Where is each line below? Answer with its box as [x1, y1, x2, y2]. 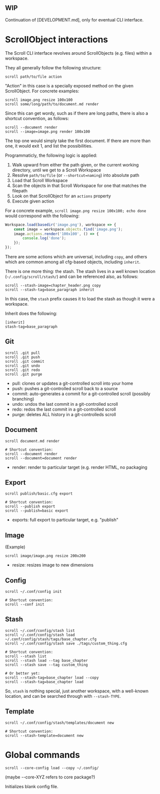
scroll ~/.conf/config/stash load [5, 632, 75, 637]
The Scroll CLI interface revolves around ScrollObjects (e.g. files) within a [5, 50, 152, 56]
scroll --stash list [5, 654, 47, 659]
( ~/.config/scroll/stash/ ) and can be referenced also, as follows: [5, 273, 139, 279]
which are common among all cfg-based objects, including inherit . [5, 259, 141, 265]
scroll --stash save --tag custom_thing [5, 662, 89, 667]
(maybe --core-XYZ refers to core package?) [5, 774, 96, 780]
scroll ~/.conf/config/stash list [5, 628, 75, 633]
